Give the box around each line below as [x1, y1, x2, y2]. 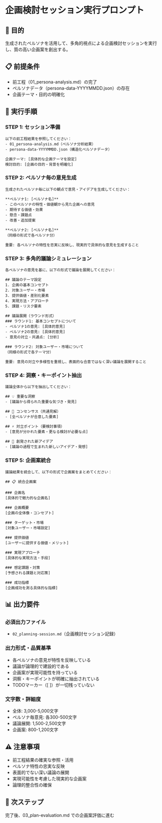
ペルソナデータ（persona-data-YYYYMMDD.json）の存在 [12, 85, 130, 91]
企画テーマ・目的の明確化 [12, 91, 65, 97]
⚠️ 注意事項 [5, 743, 40, 751]
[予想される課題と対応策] [5, 570, 51, 575]
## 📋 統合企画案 [5, 479, 37, 484]
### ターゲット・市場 [5, 520, 44, 525]
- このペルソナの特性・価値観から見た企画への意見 [5, 202, 95, 207]
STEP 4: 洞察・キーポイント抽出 [5, 372, 82, 379]
